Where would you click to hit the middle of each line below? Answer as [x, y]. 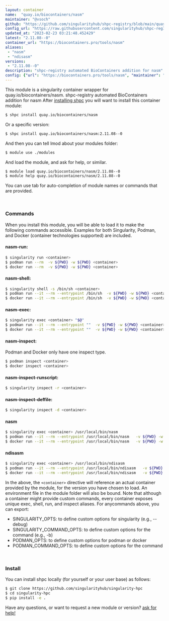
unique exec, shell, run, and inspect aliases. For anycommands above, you [82, 504]
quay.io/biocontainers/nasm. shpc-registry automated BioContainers [76, 95]
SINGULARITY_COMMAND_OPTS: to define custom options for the [81, 529]
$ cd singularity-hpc [28, 593]
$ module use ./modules [30, 152]
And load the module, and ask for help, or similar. [56, 162]
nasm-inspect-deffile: [29, 399]
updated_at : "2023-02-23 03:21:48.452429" [50, 33]
